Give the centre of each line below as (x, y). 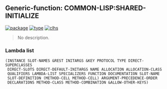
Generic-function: (34, 8)
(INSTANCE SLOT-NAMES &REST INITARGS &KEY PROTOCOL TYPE (66, 61)
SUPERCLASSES (19, 65)
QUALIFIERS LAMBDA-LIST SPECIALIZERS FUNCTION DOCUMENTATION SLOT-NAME (83, 74)
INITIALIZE (22, 16)
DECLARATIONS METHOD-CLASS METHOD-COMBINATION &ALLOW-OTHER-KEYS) (78, 83)
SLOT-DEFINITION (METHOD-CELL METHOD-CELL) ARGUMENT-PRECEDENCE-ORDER (82, 78)
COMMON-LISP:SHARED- (105, 8)
